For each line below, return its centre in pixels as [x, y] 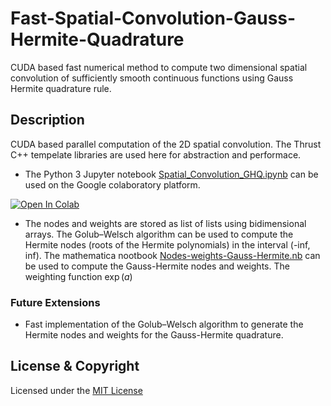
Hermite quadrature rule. [61, 88]
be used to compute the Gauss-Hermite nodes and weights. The [157, 266]
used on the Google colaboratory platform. [112, 184]
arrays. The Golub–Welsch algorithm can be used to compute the [159, 234]
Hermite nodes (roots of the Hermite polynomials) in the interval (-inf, [167, 244]
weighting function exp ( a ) [78, 276]
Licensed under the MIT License [76, 390]
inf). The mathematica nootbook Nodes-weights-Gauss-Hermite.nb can [172, 255]
